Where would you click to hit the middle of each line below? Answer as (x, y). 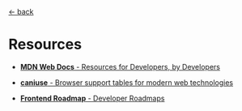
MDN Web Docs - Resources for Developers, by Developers (120, 66)
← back (21, 12)
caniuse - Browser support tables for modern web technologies (126, 82)
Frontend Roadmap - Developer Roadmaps (92, 98)
